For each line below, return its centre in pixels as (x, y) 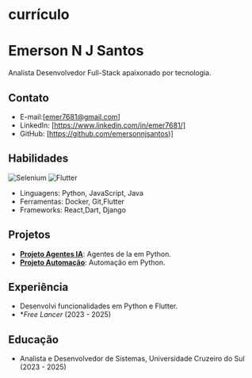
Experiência (38, 287)
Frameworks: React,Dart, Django (73, 210)
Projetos (29, 235)
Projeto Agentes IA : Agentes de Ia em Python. (95, 254)
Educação (34, 340)
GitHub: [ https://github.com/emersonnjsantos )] (97, 133)
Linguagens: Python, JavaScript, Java (82, 193)
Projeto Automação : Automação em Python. (92, 262)
